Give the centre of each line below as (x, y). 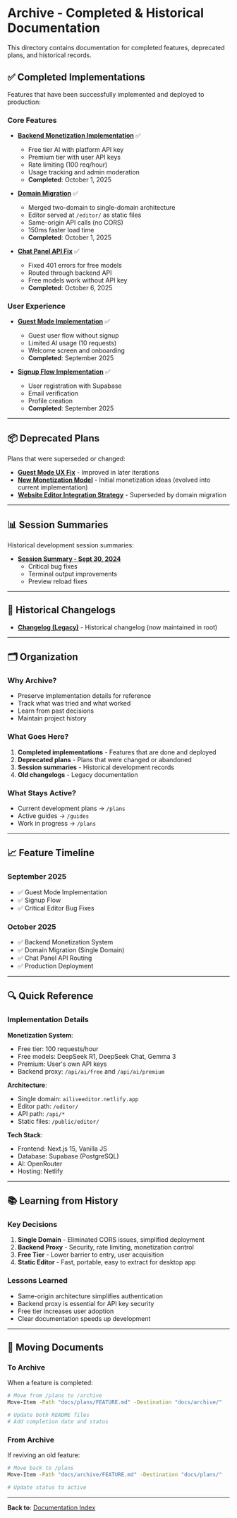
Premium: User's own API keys (62, 1064)
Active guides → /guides (53, 816)
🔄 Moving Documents (55, 1347)
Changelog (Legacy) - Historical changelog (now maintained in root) (117, 627)
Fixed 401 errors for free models (75, 266)
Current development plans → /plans (71, 808)
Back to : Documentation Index (51, 1507)
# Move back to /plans (41, 1468)
